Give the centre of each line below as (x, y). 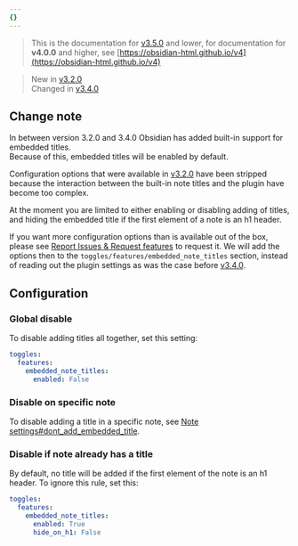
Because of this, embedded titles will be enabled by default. (119, 157)
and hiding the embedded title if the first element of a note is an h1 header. (145, 220)
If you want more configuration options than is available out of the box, (139, 237)
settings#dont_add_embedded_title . (75, 431)
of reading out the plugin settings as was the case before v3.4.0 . (128, 265)
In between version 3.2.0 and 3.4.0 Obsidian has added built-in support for (146, 138)
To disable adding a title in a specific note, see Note (104, 421)
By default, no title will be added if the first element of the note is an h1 (138, 474)
